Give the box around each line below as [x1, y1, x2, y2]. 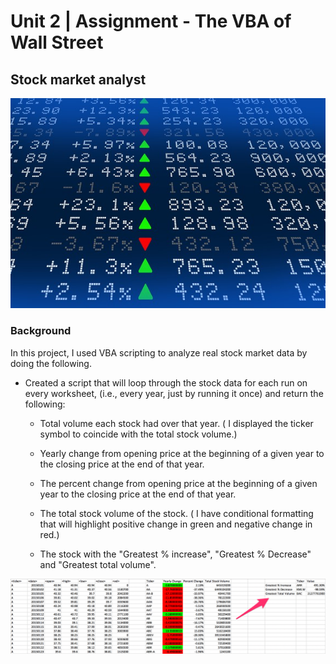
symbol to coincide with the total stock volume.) [39, 428, 238, 440]
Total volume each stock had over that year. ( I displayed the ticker [39, 417, 314, 429]
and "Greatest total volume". [39, 558, 157, 570]
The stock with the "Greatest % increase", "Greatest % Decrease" [39, 548, 312, 560]
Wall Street [10, 31, 104, 54]
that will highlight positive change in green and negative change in [39, 518, 313, 530]
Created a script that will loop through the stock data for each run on [24, 376, 308, 389]
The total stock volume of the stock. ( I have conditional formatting [39, 507, 314, 519]
